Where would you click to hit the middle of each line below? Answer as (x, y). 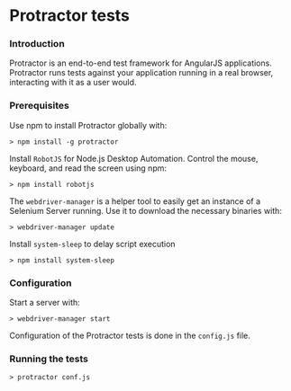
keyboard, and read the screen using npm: (88, 168)
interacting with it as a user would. (73, 83)
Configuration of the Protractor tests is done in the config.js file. (130, 336)
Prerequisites (39, 106)
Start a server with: (45, 303)
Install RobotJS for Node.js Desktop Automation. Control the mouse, (134, 158)
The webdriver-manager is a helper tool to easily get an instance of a (135, 201)
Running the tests (49, 359)
